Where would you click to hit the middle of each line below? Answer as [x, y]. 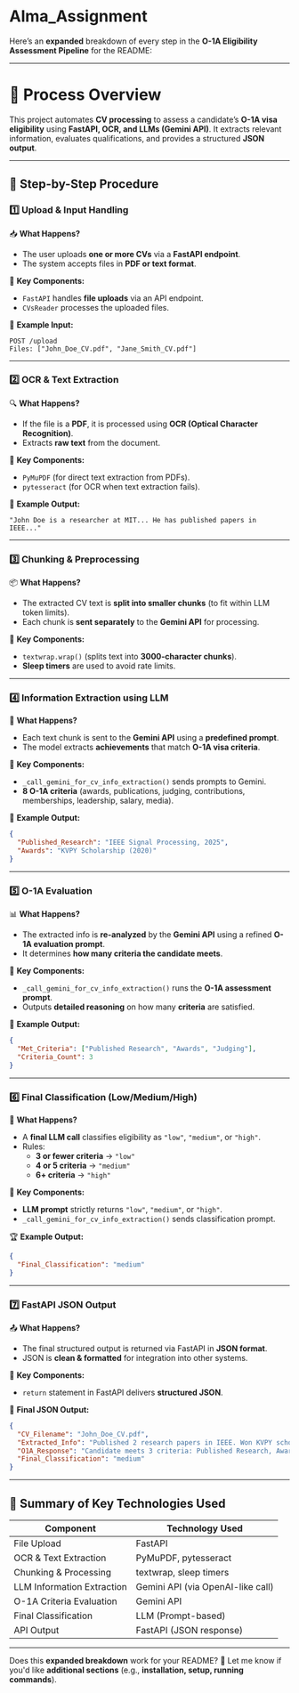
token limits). [45, 612]
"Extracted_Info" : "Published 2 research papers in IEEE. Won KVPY [145, 1442]
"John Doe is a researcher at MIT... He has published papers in [133, 520]
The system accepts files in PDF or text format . [109, 263]
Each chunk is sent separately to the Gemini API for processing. [141, 622]
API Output [36, 1631]
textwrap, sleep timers [182, 1573]
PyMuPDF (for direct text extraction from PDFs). [106, 477]
